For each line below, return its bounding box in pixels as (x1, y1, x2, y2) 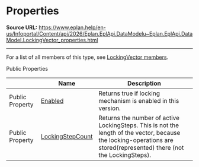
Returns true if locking (98, 89, 160, 97)
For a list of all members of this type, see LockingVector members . (6, 53, 169, 61)
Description (127, 79, 161, 87)
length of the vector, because (98, 128, 181, 137)
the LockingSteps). (98, 150, 151, 159)
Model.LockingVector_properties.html (6, 36, 98, 43)
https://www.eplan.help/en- (38, 24, 107, 31)
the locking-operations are (98, 136, 174, 144)
